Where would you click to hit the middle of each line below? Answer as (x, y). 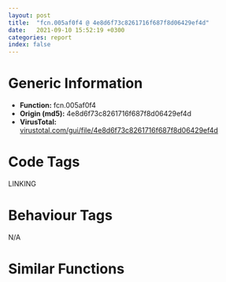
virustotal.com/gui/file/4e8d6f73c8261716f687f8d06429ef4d (119, 130)
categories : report (40, 37)
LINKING (22, 184)
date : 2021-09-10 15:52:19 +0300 (67, 30)
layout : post (30, 15)
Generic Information (76, 84)
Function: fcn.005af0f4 (57, 105)
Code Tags (44, 162)
